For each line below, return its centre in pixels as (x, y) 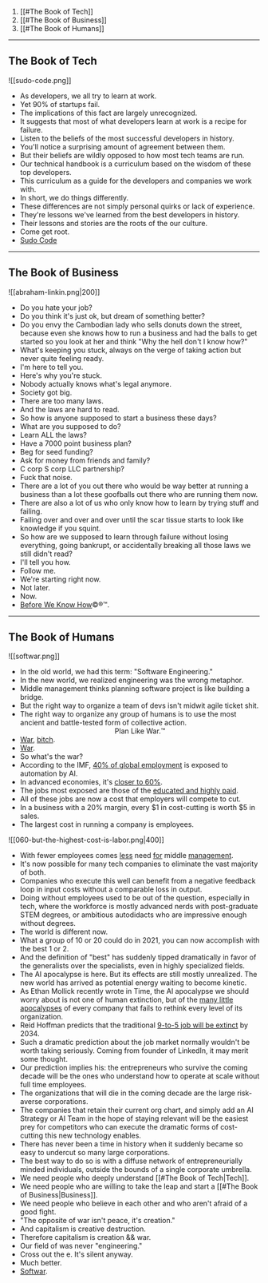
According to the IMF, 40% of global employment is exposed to (124, 765)
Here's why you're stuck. (61, 375)
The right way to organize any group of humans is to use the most (128, 714)
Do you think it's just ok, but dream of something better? (112, 316)
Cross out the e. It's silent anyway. (76, 1254)
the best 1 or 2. (44, 949)
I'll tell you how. (45, 562)
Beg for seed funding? (56, 451)
